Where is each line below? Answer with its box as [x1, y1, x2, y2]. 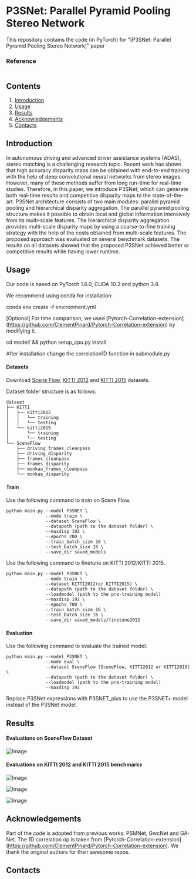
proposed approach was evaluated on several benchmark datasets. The [6, 235, 180, 242]
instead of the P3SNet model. [6, 701, 77, 709]
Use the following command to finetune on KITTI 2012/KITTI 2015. [6, 559, 165, 566]
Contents [6, 81, 41, 91]
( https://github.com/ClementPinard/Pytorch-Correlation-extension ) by [6, 321, 175, 328]
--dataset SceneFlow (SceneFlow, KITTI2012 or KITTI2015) [45, 664, 191, 670]
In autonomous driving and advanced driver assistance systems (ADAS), [6, 154, 181, 161]
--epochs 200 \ [45, 534, 83, 540]
